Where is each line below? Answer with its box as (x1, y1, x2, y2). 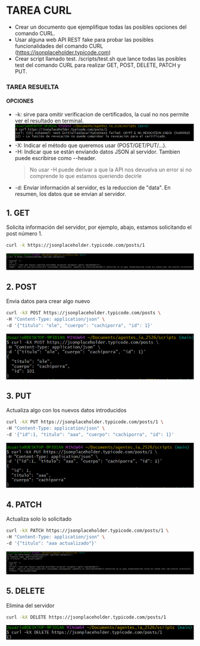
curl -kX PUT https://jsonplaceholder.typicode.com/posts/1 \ (6, 419, 164, 425)
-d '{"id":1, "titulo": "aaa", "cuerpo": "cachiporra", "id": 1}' (6, 431, 174, 438)
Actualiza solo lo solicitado (6, 515, 72, 523)
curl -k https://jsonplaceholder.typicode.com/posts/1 (6, 243, 145, 249)
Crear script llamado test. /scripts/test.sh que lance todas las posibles (14, 55, 186, 62)
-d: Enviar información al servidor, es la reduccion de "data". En (14, 184, 171, 191)
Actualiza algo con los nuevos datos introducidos (6, 407, 127, 414)
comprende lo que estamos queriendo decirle (29, 173, 142, 180)
